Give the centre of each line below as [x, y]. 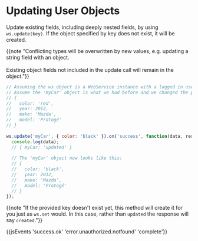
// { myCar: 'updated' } [42, 147]
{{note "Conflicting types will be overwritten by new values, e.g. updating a [97, 51]
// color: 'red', [30, 103]
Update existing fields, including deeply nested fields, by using [82, 27]
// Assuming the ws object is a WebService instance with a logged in [95, 87]
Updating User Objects [63, 11]
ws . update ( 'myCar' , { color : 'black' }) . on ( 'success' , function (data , [95, 136]
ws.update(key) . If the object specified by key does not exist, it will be [90, 33]
